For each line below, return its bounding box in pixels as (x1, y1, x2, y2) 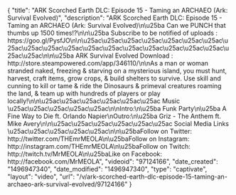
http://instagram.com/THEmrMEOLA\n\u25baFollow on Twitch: (7, 142, 191, 150)
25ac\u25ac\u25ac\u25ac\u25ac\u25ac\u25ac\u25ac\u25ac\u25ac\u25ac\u (7, 44, 230, 52)
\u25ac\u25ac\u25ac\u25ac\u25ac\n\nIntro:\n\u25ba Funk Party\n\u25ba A (7, 105, 227, 112)
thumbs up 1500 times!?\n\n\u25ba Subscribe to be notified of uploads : (7, 28, 218, 37)
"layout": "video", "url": (7, 172, 75, 181)
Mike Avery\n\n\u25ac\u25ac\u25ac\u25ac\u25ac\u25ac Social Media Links (7, 120, 230, 127)
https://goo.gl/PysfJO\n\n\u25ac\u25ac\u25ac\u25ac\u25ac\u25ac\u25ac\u (7, 36, 229, 45)
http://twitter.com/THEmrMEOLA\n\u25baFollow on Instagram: (7, 135, 190, 143)
